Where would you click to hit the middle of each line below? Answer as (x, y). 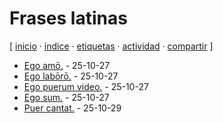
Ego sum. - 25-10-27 (66, 97)
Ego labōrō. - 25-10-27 (71, 76)
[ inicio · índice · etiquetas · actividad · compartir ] (111, 46)
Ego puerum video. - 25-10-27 (86, 86)
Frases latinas (68, 18)
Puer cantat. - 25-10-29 (72, 108)
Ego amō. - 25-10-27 (67, 65)
